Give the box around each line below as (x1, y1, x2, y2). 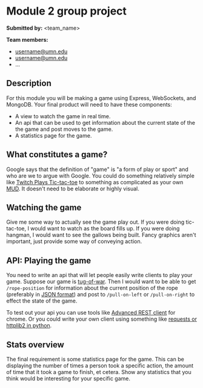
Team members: (6, 36, 48, 43)
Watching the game (6, 202, 82, 213)
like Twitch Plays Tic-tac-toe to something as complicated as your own (6, 178, 184, 186)
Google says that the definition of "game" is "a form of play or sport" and (6, 166, 189, 173)
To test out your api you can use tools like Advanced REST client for (6, 309, 176, 316)
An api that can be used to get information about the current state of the (15, 119, 196, 126)
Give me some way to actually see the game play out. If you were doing (6, 218, 185, 226)
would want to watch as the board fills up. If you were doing (30, 225, 180, 232)
